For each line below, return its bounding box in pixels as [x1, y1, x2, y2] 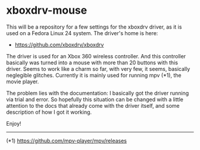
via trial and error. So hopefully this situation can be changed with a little [6, 96, 183, 103]
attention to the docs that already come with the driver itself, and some [6, 102, 180, 109]
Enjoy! [6, 120, 22, 127]
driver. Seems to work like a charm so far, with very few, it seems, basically [6, 65, 190, 72]
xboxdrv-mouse [6, 4, 87, 17]
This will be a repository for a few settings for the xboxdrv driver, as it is [6, 23, 182, 30]
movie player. [6, 78, 39, 85]
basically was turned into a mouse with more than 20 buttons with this [6, 59, 179, 66]
